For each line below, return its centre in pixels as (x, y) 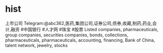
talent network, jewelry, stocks (37, 45)
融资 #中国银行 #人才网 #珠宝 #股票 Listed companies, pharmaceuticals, (84, 29)
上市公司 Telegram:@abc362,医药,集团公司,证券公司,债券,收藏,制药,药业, (79, 23)
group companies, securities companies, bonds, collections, (67, 35)
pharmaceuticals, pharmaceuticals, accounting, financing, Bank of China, (80, 40)
